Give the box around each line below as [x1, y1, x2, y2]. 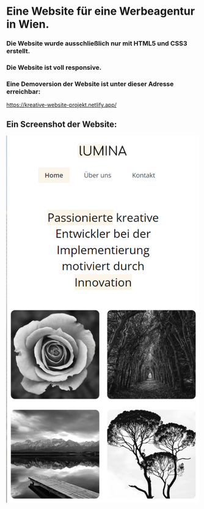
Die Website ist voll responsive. [6, 63, 102, 72]
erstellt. [6, 47, 31, 56]
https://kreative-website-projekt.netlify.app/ [6, 101, 117, 108]
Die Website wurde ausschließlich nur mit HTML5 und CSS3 [6, 39, 188, 48]
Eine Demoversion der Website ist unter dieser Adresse [6, 80, 174, 88]
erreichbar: [6, 87, 41, 96]
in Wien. [6, 17, 49, 31]
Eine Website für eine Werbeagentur [6, 4, 195, 18]
